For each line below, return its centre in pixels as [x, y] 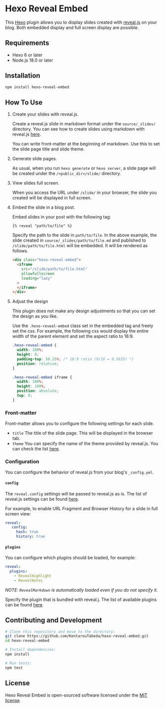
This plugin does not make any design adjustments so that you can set [84, 311]
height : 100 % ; [31, 386]
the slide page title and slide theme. [48, 149]
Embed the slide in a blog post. [44, 207]
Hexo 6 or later [27, 55]
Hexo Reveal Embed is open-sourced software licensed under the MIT [76, 695]
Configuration [22, 461]
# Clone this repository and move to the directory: [60, 632]
